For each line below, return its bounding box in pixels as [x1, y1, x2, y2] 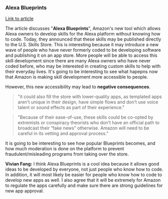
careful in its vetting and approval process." [17, 130, 109, 137]
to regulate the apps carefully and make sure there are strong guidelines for [5, 182, 163, 189]
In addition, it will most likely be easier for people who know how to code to [5, 172, 162, 178]
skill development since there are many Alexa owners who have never [5, 58, 151, 64]
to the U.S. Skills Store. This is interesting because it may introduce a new [5, 42, 159, 48]
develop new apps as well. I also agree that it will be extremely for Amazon [5, 177, 161, 183]
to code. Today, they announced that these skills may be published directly [5, 36, 161, 42]
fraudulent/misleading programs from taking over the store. [5, 151, 129, 157]
